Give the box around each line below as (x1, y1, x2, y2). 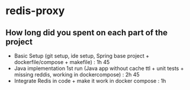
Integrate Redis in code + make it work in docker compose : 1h (14, 78, 166, 84)
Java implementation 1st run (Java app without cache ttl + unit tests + (14, 65, 184, 72)
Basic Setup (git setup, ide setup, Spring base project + (14, 52, 150, 59)
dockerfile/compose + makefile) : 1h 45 (14, 59, 110, 65)
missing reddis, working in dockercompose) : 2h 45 (14, 71, 140, 78)
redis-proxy (5, 4, 65, 18)
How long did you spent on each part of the (5, 28, 168, 38)
